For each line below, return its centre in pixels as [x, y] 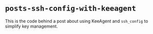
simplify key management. [31, 26]
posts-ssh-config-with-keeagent [71, 8]
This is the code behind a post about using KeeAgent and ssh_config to [77, 21]
